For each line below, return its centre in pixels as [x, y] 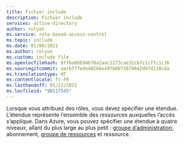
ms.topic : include [29, 40]
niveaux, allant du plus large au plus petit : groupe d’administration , [90, 128]
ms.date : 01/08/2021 [32, 46]
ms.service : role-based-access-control [57, 35]
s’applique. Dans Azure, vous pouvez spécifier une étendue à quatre [92, 121]
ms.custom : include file [38, 57]
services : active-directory [42, 23]
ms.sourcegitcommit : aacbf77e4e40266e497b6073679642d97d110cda [88, 68]
